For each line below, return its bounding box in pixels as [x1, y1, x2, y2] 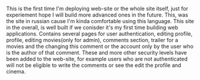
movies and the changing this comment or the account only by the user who [6, 43, 194, 50]
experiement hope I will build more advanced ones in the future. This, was [6, 11, 189, 18]
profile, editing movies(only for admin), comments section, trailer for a [6, 37, 179, 43]
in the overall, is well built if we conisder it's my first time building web [6, 24, 179, 31]
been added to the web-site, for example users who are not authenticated [6, 56, 188, 62]
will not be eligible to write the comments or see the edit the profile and [6, 62, 181, 69]
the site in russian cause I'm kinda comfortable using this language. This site [6, 18, 195, 24]
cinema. [6, 68, 26, 75]
